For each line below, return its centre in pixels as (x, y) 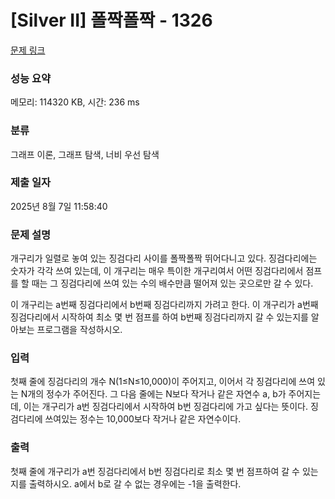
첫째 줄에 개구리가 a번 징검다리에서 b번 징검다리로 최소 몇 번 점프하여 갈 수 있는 (164, 471)
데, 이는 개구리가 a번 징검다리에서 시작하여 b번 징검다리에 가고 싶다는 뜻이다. (159, 407)
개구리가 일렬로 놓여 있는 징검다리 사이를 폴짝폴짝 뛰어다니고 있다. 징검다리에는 (164, 258)
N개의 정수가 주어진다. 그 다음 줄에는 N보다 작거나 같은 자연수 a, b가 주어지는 (171, 394)
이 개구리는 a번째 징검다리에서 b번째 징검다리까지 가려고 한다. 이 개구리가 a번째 (164, 305)
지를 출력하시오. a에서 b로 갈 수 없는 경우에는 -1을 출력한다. (126, 483)
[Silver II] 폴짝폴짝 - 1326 (111, 20)
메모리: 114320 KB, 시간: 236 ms (75, 102)
